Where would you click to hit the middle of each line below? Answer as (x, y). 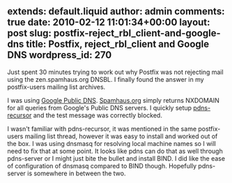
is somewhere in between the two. (77, 173)
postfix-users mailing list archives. (56, 87)
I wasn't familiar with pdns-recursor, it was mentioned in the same (102, 129)
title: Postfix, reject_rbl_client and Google (118, 44)
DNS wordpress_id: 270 (60, 55)
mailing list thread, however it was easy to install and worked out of (121, 136)
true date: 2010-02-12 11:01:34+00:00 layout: (109, 23)
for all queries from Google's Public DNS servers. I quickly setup (100, 108)
